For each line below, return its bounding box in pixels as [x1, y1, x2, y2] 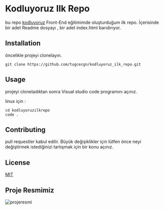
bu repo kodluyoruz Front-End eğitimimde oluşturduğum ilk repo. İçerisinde [5, 19, 159, 25]
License [5, 158, 30, 167]
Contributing [5, 125, 46, 134]
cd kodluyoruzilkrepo [5, 108, 50, 113]
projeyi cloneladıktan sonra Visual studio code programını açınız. [5, 88, 138, 94]
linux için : [5, 98, 26, 104]
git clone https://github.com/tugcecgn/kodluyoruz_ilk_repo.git [5, 62, 141, 67]
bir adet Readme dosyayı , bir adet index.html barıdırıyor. [5, 24, 121, 30]
